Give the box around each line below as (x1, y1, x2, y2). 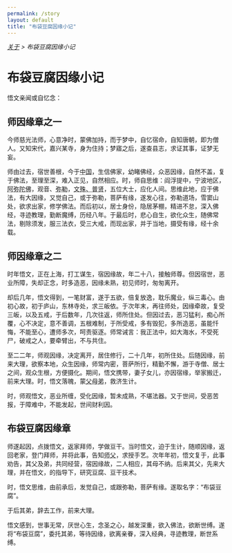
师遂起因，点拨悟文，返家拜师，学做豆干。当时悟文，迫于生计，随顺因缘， (7, 442, 219, 450)
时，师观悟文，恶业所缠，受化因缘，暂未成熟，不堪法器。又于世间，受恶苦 (7, 391, 219, 400)
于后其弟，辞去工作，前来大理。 (7, 506, 98, 514)
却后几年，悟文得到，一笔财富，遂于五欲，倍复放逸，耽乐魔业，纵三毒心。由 (7, 293, 225, 301)
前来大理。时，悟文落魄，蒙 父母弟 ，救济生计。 (7, 377, 140, 385)
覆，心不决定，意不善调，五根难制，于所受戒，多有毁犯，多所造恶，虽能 (7, 319, 213, 327)
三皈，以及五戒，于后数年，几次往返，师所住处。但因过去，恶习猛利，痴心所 (7, 310, 225, 319)
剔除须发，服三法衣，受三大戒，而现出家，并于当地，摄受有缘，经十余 (19, 219, 219, 228)
